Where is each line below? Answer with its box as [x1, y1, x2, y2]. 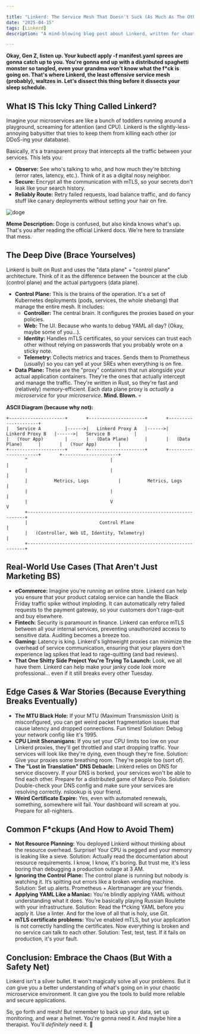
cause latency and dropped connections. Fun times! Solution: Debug [14, 724, 183, 731]
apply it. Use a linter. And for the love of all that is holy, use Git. [14, 910, 169, 917]
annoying [6, 129, 29, 137]
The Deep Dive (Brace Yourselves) [6, 250, 136, 260]
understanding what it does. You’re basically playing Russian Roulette [14, 897, 186, 905]
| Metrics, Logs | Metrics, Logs [24, 478, 183, 484]
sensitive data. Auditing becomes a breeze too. [14, 631, 130, 638]
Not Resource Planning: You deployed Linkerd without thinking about [14, 840, 186, 847]
